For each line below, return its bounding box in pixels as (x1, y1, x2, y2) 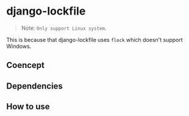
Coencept (6, 60, 45, 70)
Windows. (6, 43, 32, 50)
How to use (6, 101, 50, 112)
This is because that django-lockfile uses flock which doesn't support (6, 36, 183, 43)
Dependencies (6, 81, 63, 91)
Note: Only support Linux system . (21, 24, 107, 32)
